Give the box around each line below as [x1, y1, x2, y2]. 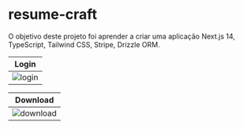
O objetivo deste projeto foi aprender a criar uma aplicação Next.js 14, [8, 31, 235, 41]
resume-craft [8, 6, 97, 24]
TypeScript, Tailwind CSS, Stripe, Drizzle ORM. [8, 39, 160, 49]
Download [14, 94, 54, 105]
